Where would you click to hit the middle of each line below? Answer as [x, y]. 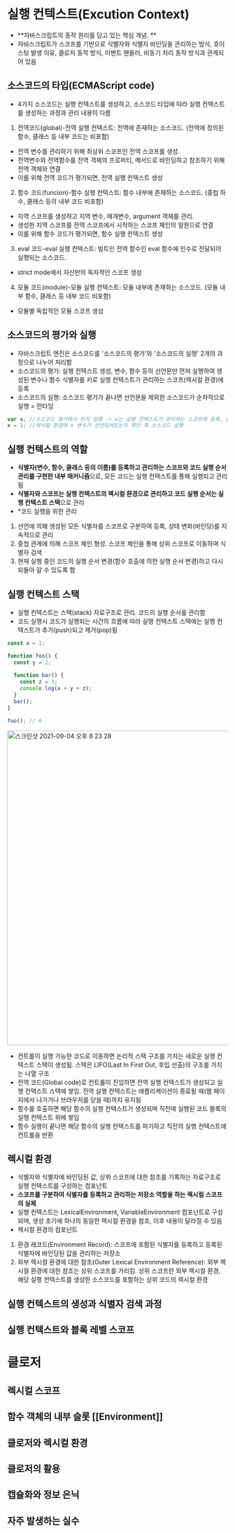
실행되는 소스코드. [42, 257]
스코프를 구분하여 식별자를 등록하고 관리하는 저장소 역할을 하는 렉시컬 [111, 1195]
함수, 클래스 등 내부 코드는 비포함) [63, 136]
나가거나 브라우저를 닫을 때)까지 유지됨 [89, 1100]
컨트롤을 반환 [35, 1135]
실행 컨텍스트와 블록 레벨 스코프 [71, 1330]
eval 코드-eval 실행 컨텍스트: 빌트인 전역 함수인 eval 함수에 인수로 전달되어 [119, 248]
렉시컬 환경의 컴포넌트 [48, 1230]
